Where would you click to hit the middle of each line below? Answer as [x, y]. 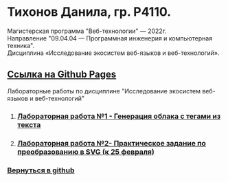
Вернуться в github [41, 170]
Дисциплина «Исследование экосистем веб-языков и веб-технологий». [113, 53]
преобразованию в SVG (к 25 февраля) [85, 152]
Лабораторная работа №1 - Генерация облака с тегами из [119, 116]
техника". [21, 45]
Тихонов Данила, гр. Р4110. [89, 12]
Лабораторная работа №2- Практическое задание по [111, 143]
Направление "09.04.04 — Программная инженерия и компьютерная [110, 38]
